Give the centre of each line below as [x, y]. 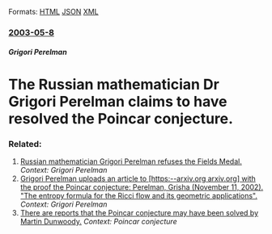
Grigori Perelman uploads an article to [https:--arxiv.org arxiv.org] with [138, 178]
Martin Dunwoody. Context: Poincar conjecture [98, 221]
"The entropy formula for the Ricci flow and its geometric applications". [138, 196]
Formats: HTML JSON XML [53, 12]
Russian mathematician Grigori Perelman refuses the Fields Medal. [131, 161]
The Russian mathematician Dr [114, 84]
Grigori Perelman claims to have [118, 101]
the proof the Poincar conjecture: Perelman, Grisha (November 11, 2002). [142, 187]
